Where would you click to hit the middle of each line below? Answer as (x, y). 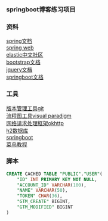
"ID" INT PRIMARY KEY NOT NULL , (57, 179)
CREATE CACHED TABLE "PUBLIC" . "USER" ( (54, 174)
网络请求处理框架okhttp (35, 123)
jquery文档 (19, 70)
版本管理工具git (25, 108)
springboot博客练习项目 (41, 9)
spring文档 (19, 41)
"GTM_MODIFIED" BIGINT (45, 207)
